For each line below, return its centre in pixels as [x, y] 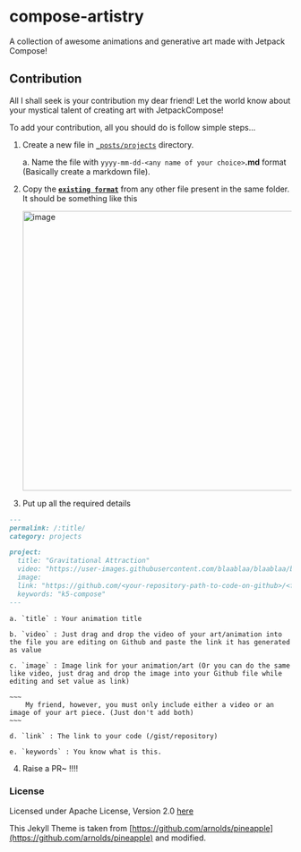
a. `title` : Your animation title [76, 618]
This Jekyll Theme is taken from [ [71, 828]
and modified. [181, 838]
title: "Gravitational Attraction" [84, 561]
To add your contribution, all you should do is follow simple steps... [133, 127]
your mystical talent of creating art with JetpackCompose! [116, 110]
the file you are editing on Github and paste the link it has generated [150, 642]
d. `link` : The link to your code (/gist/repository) [114, 736]
